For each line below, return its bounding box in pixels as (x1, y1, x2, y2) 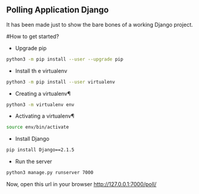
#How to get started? (6, 33, 59, 40)
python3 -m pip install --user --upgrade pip (6, 56, 123, 62)
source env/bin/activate (6, 124, 69, 130)
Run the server (15, 158, 53, 166)
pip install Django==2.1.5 (6, 147, 75, 153)
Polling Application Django (6, 5, 109, 15)
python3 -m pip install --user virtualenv (6, 79, 115, 85)
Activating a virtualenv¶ (15, 112, 75, 120)
